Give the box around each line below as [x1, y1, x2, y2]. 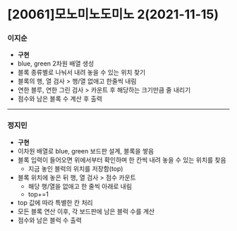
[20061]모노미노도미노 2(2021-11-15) [7, 6, 219, 23]
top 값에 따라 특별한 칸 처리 [17, 198, 93, 206]
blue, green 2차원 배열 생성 [17, 59, 95, 68]
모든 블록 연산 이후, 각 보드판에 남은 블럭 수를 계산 [17, 207, 155, 216]
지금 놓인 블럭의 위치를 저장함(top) [28, 164, 123, 173]
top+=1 [28, 189, 49, 198]
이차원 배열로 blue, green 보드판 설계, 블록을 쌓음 [17, 146, 154, 155]
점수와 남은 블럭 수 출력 [17, 216, 83, 224]
